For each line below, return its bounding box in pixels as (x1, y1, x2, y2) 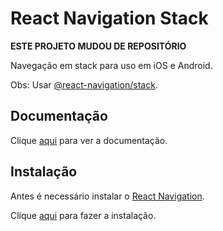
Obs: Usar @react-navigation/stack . (10, 78, 158, 91)
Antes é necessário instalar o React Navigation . (10, 190, 205, 202)
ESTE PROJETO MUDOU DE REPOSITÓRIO (10, 40, 187, 52)
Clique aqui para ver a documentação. (10, 134, 168, 146)
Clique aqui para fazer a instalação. (10, 209, 157, 221)
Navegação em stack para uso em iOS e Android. (10, 59, 213, 71)
